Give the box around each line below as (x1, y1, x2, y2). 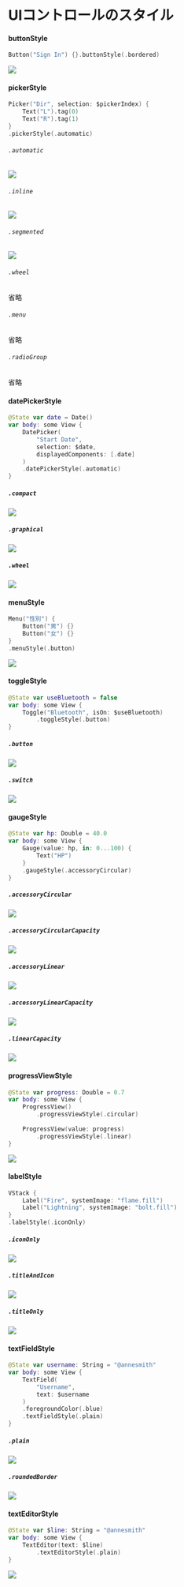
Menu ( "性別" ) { (8, 615, 56, 623)
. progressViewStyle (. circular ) (36, 1110, 139, 1119)
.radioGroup (8, 354, 47, 362)
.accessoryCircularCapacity (8, 927, 101, 935)
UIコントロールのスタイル (8, 6, 175, 24)
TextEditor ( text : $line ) (22, 1540, 104, 1549)
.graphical (8, 525, 44, 533)
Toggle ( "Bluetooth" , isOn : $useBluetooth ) (22, 708, 164, 716)
